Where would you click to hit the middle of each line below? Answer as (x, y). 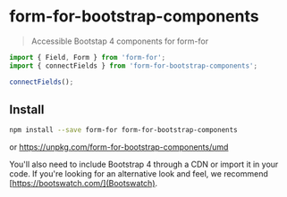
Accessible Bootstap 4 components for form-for (119, 41)
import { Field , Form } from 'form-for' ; (88, 57)
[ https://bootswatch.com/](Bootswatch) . (84, 184)
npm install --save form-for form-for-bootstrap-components (124, 130)
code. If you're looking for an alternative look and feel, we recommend (139, 174)
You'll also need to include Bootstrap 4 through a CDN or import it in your (144, 164)
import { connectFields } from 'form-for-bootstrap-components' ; (133, 66)
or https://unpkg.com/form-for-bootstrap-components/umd (119, 147)
